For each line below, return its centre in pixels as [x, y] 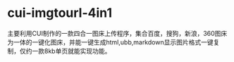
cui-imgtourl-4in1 [60, 13]
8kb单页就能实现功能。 [78, 51]
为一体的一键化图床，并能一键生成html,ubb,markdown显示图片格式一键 [110, 42]
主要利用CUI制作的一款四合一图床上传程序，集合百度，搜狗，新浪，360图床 [117, 33]
